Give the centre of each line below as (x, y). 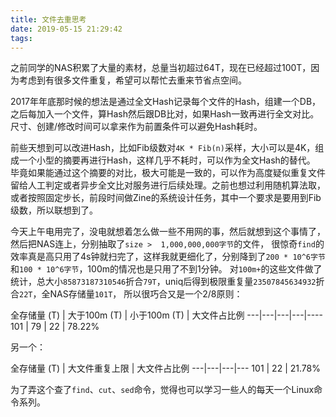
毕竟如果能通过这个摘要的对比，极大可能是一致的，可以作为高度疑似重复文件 (168, 173)
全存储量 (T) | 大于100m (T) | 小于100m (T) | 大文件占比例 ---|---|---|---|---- (166, 315)
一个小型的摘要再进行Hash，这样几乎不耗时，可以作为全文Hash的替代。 (167, 160)
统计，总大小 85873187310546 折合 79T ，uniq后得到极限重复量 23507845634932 (163, 282)
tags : (21, 38)
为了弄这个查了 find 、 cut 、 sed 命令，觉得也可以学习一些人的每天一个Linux (162, 390)
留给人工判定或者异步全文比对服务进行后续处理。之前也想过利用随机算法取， (168, 185)
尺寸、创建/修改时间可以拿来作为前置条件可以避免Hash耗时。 (136, 127)
